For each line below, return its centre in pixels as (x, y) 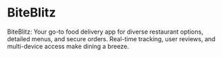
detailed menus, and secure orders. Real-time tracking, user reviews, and (111, 38)
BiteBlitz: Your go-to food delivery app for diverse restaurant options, (105, 32)
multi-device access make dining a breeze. (68, 46)
